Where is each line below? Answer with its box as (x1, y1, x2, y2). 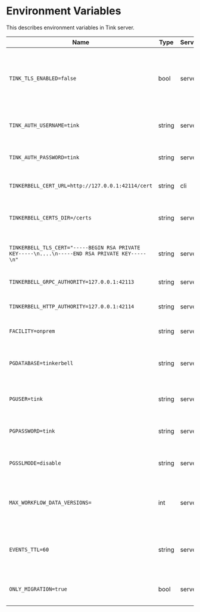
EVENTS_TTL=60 (9, 546, 49, 553)
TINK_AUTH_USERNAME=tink (9, 122, 80, 129)
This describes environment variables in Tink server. (6, 24, 135, 31)
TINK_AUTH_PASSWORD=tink (9, 154, 80, 160)
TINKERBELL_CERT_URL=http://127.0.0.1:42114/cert (9, 182, 153, 189)
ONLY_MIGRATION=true (9, 586, 67, 592)
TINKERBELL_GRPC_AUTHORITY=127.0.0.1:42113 (9, 279, 135, 285)
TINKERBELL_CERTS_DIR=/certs (9, 214, 92, 221)
